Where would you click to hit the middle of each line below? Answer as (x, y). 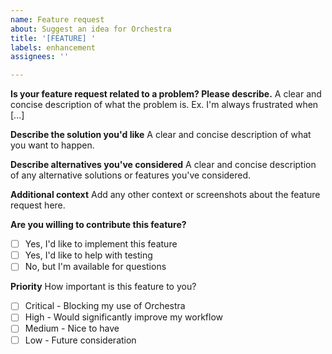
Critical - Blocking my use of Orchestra (105, 306)
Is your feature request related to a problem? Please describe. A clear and (166, 94)
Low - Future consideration (80, 340)
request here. (38, 205)
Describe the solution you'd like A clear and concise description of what (161, 135)
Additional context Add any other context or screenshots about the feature (165, 195)
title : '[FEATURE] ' (53, 38)
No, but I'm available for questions (95, 267)
